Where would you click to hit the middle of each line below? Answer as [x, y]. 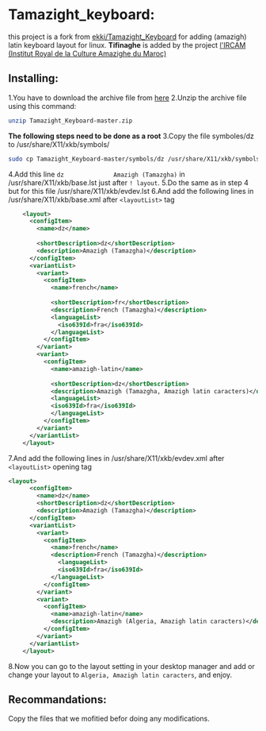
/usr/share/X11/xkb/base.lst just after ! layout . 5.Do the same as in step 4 [129, 182]
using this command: [42, 106]
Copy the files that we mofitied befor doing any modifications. [109, 719]
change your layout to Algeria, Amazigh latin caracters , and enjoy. [120, 675]
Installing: [34, 78]
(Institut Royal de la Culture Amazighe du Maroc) [87, 53]
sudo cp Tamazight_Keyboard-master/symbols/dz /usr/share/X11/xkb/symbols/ [136, 159]
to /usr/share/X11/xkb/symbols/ [59, 144]
